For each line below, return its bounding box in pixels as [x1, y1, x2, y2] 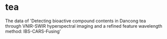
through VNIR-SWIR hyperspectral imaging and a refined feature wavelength [5, 23, 163, 29]
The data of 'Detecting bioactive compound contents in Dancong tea [5, 18, 146, 24]
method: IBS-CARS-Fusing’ [5, 28, 61, 34]
